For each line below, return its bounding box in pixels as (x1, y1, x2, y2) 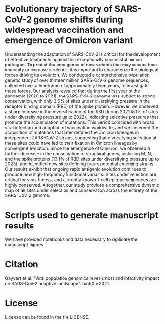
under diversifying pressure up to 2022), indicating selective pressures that (5, 114, 159, 120)
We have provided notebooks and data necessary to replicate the (5, 236, 138, 242)
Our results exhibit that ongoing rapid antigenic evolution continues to (5, 166, 147, 172)
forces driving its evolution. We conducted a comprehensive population (5, 72, 150, 78)
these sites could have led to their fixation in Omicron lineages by (5, 140, 138, 146)
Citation (5, 259, 38, 270)
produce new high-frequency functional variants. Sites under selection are (5, 171, 157, 177)
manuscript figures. (5, 241, 45, 247)
